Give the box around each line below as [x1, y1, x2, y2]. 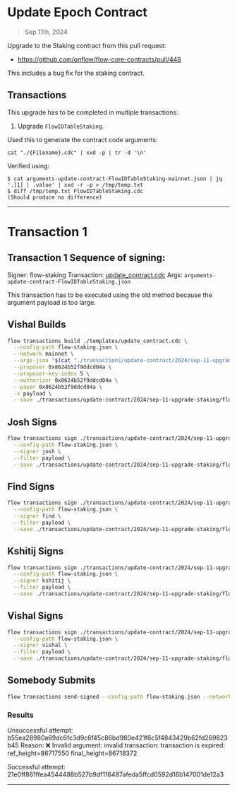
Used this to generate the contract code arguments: [7, 135, 158, 144]
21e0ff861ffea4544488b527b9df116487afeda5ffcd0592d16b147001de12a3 [7, 770, 224, 779]
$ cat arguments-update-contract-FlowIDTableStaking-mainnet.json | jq [7, 175, 222, 182]
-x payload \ [13, 390, 52, 397]
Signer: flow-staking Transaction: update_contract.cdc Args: [7, 270, 183, 279]
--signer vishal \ [13, 641, 68, 649]
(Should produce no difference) [7, 194, 102, 201]
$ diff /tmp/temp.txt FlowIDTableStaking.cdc [7, 187, 143, 194]
